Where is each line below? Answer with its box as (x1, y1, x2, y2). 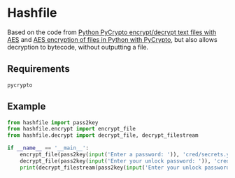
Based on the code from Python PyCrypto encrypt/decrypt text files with (7, 28, 217, 36)
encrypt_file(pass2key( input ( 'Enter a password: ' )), (20, 151, 180, 158)
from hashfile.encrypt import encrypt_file (7, 126, 136, 133)
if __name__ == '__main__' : (7, 144, 90, 151)
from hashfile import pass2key (7, 119, 99, 126)
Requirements (7, 63, 70, 75)
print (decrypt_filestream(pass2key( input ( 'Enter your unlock (20, 164, 201, 171)
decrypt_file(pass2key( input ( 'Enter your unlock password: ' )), (20, 157, 211, 165)
